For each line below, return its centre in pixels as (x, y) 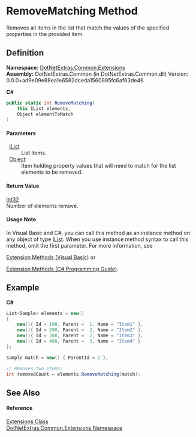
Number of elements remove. (43, 206)
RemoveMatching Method (72, 11)
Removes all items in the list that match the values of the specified (88, 28)
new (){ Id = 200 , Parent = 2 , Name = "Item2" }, (80, 330)
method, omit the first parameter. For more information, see (79, 245)
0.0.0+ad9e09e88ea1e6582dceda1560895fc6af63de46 (75, 80)
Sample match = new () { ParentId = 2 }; (58, 358)
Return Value (23, 186)
